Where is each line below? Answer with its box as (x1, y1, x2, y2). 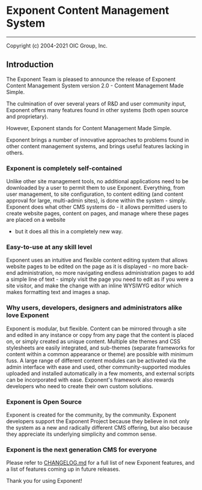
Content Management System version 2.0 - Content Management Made (6, 82, 184, 89)
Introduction (6, 60, 54, 70)
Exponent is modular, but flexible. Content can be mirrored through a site (6, 325, 187, 332)
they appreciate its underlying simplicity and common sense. (6, 430, 158, 438)
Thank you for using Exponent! (6, 477, 82, 485)
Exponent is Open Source (6, 397, 82, 406)
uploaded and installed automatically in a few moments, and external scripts (6, 369, 195, 377)
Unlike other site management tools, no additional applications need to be (6, 178, 189, 185)
